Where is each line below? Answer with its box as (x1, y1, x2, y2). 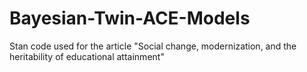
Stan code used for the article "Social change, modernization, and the (9, 40, 297, 52)
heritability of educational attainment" (9, 50, 165, 62)
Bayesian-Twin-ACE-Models (9, 7, 251, 30)
